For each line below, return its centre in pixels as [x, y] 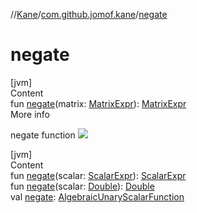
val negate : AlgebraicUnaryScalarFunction [97, 196]
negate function [43, 135]
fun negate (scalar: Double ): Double [82, 186]
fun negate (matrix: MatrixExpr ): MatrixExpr [98, 103]
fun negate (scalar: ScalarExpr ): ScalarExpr [98, 175]
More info [30, 114]
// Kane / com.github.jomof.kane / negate [89, 14]
